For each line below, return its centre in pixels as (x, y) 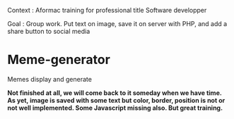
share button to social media (49, 31)
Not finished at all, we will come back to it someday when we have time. (115, 93)
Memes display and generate (49, 79)
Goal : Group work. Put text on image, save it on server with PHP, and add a (117, 24)
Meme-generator (59, 60)
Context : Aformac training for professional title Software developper (107, 10)
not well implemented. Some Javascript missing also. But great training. (115, 108)
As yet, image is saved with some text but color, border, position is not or (116, 100)
